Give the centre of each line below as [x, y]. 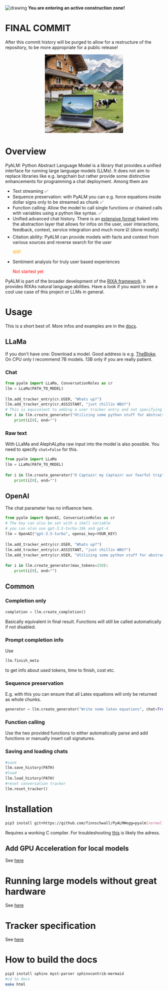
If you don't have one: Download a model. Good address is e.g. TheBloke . [81, 354]
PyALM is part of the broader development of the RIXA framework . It [75, 281]
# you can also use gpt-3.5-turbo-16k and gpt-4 [57, 529]
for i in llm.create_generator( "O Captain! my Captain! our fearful [78, 475]
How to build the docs [51, 960]
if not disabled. [20, 627]
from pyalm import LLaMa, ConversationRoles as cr [59, 383]
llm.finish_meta [22, 660]
